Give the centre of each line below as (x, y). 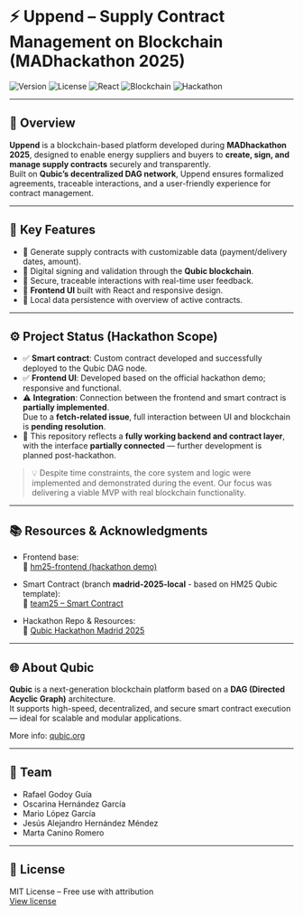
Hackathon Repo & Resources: (79, 621)
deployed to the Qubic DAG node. (85, 368)
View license (33, 901)
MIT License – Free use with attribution (82, 891)
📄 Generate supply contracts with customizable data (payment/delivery (155, 251)
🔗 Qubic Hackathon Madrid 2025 (83, 631)
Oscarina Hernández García (74, 804)
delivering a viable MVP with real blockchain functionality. (138, 493)
